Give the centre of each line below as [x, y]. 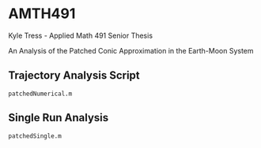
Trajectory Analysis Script [74, 76]
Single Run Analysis [59, 118]
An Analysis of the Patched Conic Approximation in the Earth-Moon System [131, 50]
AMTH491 [42, 14]
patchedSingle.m [35, 136]
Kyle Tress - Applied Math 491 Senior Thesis [80, 35]
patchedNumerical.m [40, 94]
